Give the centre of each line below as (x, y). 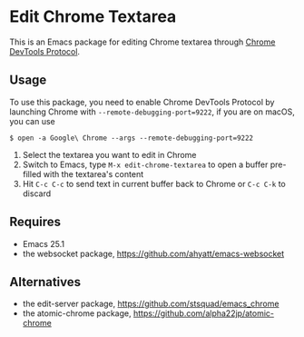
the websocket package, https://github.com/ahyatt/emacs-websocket (153, 253)
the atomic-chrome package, (77, 313)
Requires (35, 222)
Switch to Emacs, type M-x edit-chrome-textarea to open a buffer (145, 164)
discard (37, 193)
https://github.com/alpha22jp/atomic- (204, 313)
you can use (33, 121)
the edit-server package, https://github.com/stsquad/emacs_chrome (151, 304)
